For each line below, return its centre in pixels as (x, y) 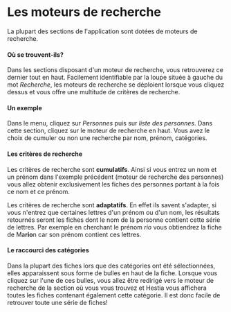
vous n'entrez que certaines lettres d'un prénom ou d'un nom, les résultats (113, 212)
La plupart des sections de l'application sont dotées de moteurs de (102, 31)
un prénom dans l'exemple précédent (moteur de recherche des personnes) (115, 177)
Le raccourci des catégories (48, 250)
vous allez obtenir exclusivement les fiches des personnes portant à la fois (113, 184)
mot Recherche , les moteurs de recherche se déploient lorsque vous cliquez (116, 85)
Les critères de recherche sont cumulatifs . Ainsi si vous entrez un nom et (112, 169)
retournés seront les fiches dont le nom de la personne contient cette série (114, 220)
